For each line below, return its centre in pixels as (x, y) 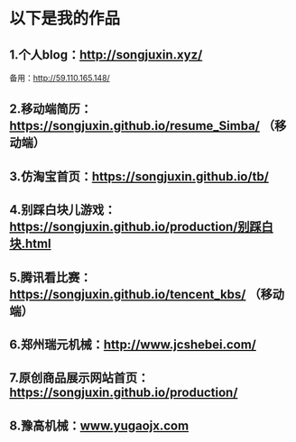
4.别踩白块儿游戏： (63, 210)
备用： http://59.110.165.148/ (60, 78)
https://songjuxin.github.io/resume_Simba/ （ (142, 126)
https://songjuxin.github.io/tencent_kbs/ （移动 (147, 294)
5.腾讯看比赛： (51, 277)
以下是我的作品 (65, 18)
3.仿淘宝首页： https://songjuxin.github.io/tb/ (139, 176)
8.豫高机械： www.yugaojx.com (99, 425)
